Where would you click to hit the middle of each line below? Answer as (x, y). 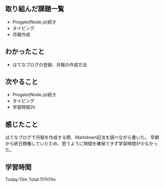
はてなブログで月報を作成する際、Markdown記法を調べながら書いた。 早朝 (82, 137)
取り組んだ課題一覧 (35, 9)
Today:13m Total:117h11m (30, 180)
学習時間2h (24, 107)
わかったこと (25, 52)
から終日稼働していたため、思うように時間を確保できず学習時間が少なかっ (82, 144)
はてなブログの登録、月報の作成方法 (50, 64)
